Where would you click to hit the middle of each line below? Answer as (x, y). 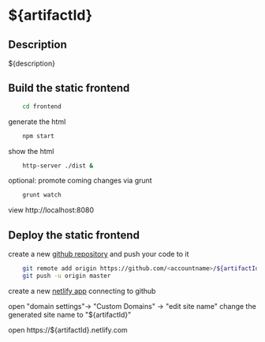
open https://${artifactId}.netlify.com (68, 329)
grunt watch (42, 195)
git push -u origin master (67, 276)
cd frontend (42, 106)
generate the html (37, 122)
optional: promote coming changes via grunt (80, 181)
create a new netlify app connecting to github (82, 291)
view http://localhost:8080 (51, 210)
